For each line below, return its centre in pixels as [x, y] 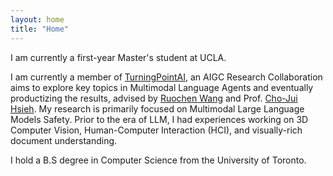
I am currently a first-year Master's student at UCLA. [118, 57]
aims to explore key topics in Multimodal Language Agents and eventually [162, 87]
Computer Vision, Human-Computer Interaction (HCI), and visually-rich [156, 130]
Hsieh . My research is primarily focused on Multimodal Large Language [157, 108]
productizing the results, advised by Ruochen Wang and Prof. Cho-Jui [154, 98]
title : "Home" [40, 29]
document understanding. [64, 140]
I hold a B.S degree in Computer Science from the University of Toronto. [158, 160]
